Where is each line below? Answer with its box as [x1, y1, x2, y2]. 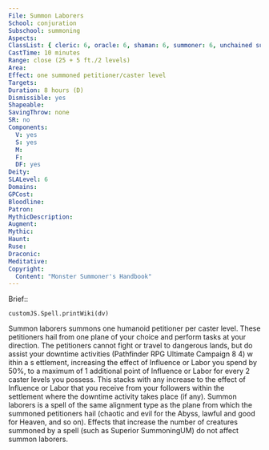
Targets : [8, 78, 38, 86]
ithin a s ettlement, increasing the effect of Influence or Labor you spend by [8, 358, 258, 368]
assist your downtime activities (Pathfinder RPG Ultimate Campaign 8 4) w [8, 349, 254, 359]
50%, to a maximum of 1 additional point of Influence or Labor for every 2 [8, 366, 251, 376]
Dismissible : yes [8, 94, 66, 102]
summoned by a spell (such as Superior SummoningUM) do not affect [8, 426, 239, 436]
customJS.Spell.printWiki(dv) [8, 310, 110, 318]
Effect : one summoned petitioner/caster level [8, 71, 167, 79]
